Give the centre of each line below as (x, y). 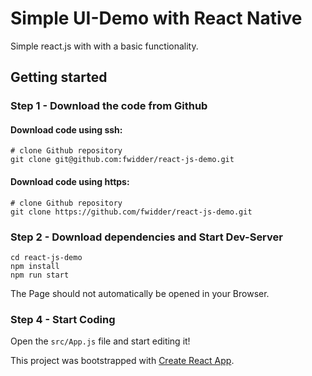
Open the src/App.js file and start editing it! (100, 341)
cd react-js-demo (46, 257)
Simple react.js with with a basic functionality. (104, 46)
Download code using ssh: (66, 129)
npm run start (40, 275)
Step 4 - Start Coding (63, 319)
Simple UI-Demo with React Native (156, 18)
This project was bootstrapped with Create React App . (122, 361)
